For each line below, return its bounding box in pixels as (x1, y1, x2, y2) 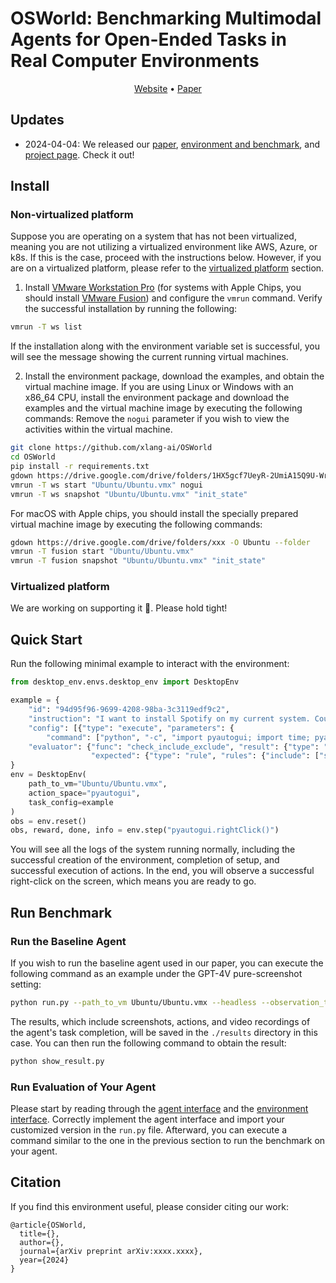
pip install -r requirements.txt (10, 462, 150, 472)
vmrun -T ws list (10, 322, 83, 332)
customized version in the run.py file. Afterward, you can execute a (10, 1124, 287, 1136)
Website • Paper (134, 82, 202, 94)
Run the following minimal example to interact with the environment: (10, 658, 290, 670)
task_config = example (28, 797, 114, 807)
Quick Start (10, 631, 83, 648)
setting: (10, 978, 42, 990)
